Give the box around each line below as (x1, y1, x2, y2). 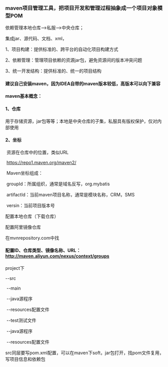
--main (6, 285, 21, 291)
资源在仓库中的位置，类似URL (6, 149, 69, 155)
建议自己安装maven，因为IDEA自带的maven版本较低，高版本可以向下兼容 (5, 80, 161, 87)
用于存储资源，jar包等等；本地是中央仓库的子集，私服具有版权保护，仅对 (5, 118, 157, 124)
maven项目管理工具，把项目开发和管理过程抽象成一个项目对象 (5, 4, 157, 11)
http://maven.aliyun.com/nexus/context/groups (5, 253, 110, 259)
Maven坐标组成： (6, 170, 43, 176)
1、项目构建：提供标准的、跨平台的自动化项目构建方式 (5, 46, 118, 52)
